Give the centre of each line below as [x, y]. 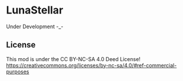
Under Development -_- [35, 26]
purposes [18, 72]
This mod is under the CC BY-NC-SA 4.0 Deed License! [73, 59]
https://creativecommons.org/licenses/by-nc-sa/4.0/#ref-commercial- [91, 65]
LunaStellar [35, 10]
